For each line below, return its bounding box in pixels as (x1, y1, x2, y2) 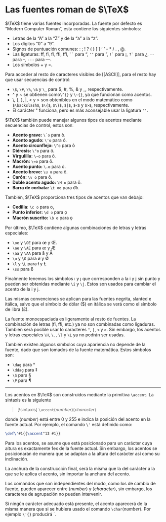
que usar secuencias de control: (5, 76, 71, 82)
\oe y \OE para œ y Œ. (12, 239, 57, 245)
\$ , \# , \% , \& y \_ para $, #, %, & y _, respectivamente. (12, 86, 124, 92)
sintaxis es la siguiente (5, 397, 51, 403)
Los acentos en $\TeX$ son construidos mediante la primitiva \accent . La (5, 391, 154, 397)
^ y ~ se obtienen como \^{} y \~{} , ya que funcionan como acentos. (12, 91, 152, 97)
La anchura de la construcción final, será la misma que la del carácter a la (5, 465, 155, 471)
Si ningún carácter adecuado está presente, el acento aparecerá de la (5, 501, 147, 507)
